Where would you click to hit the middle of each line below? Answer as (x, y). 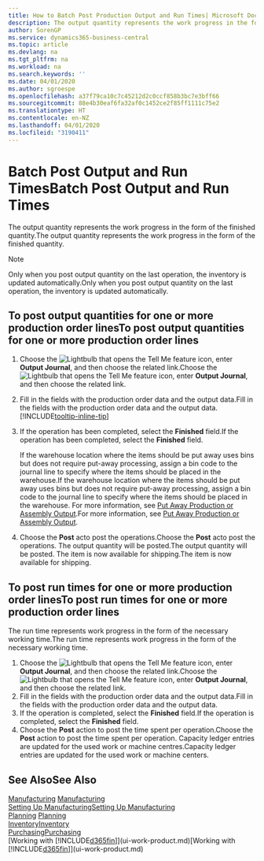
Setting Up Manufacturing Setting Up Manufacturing (92, 807)
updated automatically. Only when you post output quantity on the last (121, 282)
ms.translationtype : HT (47, 111)
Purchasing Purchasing (45, 832)
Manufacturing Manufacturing (57, 799)
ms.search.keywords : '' (47, 74)
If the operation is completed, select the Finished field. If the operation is (137, 713)
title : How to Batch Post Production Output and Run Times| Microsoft (126, 15)
